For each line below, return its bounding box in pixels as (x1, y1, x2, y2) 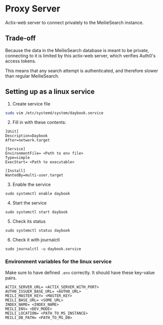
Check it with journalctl (12, 237, 60, 243)
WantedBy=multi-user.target (5, 173, 64, 178)
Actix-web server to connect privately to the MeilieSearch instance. (5, 19, 144, 25)
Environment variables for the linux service (5, 258, 112, 265)
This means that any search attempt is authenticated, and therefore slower (5, 67, 159, 73)
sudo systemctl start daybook (5, 209, 68, 215)
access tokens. (5, 58, 36, 64)
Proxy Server (5, 3, 61, 14)
